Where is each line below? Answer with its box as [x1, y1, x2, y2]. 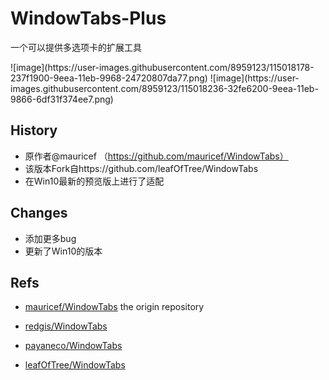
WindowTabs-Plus [10, 7, 167, 30]
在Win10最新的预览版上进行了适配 [24, 175, 165, 187]
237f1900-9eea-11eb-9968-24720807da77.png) [10, 72, 208, 84]
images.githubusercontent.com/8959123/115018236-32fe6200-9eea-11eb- [10, 82, 319, 94]
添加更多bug [24, 232, 77, 244]
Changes [10, 205, 68, 222]
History [10, 122, 58, 139]
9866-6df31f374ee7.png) [10, 93, 114, 105]
